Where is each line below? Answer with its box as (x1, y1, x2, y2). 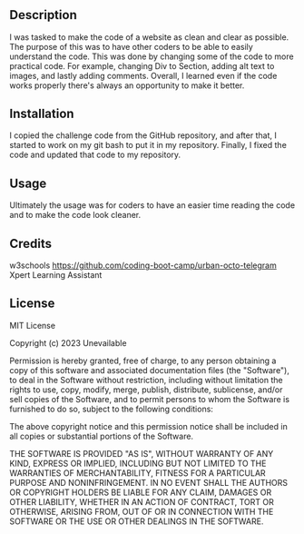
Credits (9, 235, 53, 252)
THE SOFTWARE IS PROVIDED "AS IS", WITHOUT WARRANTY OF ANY (9, 448, 274, 459)
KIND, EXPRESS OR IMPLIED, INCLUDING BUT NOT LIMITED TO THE (9, 458, 267, 469)
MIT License (9, 320, 56, 331)
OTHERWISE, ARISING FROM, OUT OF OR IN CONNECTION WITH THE (9, 506, 274, 517)
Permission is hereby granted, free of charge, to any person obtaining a (9, 355, 277, 366)
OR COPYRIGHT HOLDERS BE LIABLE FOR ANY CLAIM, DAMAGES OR (9, 487, 272, 498)
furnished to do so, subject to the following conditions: (9, 403, 213, 414)
